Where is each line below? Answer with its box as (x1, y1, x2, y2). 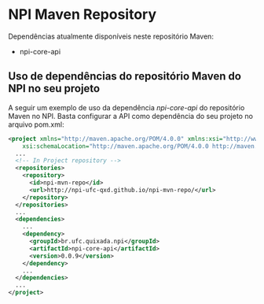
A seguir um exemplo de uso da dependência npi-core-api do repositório (8, 102, 245, 112)
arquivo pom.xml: (8, 120, 64, 129)
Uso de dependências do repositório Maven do (8, 69, 242, 83)
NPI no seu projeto (8, 82, 101, 95)
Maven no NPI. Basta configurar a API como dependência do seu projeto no (8, 111, 254, 120)
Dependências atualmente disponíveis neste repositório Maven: (8, 32, 214, 41)
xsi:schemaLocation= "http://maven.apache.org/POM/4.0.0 (22, 142, 210, 150)
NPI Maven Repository (8, 6, 157, 24)
